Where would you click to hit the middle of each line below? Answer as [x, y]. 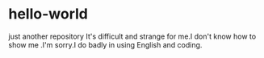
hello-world [48, 14]
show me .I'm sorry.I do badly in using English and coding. [105, 44]
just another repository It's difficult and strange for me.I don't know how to [132, 36]
